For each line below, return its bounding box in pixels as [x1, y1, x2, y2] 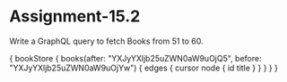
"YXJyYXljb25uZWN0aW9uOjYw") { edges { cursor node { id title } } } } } [9, 62, 278, 73]
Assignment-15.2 [9, 6, 141, 27]
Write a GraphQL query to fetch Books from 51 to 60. [9, 36, 204, 46]
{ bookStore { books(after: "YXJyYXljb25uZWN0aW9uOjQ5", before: [9, 53, 262, 63]
